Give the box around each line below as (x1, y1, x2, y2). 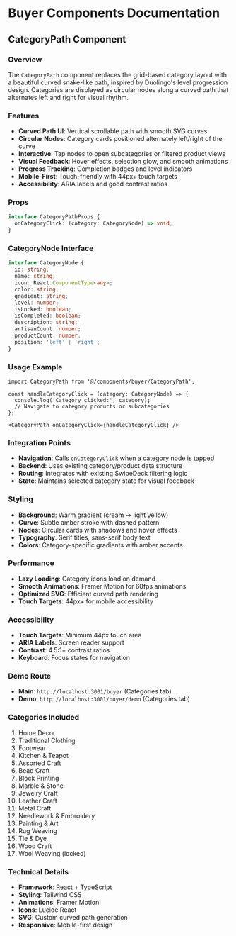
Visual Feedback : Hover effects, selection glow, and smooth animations (18, 157, 228, 166)
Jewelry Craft (18, 789, 59, 797)
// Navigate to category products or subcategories (14, 403, 170, 410)
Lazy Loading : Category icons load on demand (18, 574, 156, 583)
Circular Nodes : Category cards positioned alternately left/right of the (18, 135, 223, 143)
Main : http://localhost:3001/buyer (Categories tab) (18, 687, 172, 696)
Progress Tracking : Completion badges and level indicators (18, 165, 193, 173)
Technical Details (8, 867, 69, 876)
